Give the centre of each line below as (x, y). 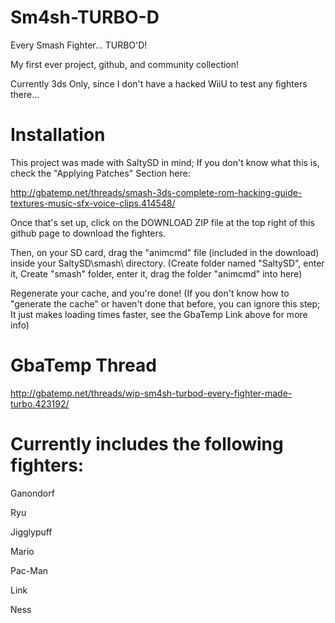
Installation (58, 135)
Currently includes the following (147, 444)
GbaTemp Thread (83, 365)
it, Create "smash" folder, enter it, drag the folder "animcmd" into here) (156, 273)
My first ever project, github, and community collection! (125, 64)
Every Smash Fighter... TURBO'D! (79, 45)
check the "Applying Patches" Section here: (100, 173)
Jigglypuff (31, 532)
